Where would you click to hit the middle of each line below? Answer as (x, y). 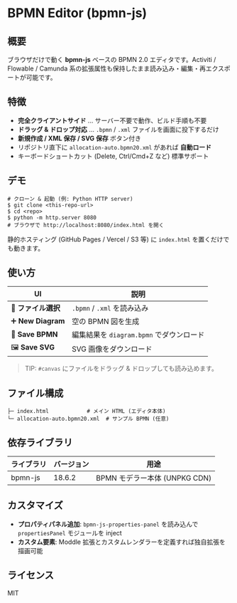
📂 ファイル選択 (35, 308)
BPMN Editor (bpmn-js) (77, 13)
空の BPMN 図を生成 (106, 322)
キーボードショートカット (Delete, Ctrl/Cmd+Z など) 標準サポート (113, 156)
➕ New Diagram (38, 321)
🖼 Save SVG (33, 347)
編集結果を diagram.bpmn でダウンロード (138, 335)
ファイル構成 (35, 393)
